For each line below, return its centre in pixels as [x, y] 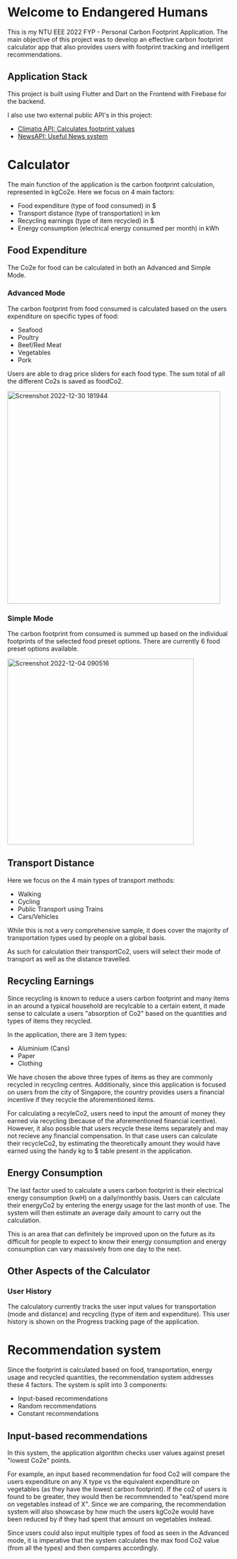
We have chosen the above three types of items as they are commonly [110, 1077]
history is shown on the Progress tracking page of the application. [103, 1322]
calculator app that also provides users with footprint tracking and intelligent [118, 47]
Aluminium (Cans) [44, 1048]
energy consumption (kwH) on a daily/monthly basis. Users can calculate [114, 1198]
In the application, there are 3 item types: [67, 1034]
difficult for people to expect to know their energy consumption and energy [117, 1241]
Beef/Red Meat [39, 344]
